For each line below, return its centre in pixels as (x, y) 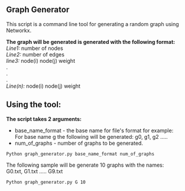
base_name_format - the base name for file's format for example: (94, 130)
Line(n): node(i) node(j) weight (43, 86)
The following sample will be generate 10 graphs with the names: (85, 165)
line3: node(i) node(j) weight (41, 61)
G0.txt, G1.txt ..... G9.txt (35, 171)
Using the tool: (34, 105)
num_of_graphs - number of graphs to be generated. (79, 143)
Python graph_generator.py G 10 (46, 182)
